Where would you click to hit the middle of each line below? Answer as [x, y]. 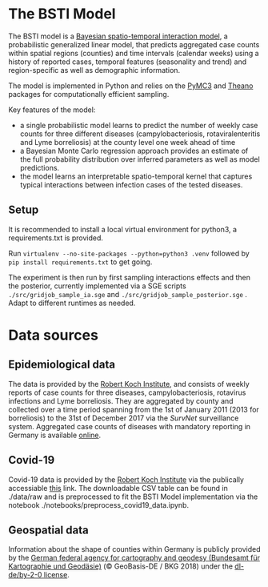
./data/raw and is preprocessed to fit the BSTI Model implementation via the [133, 497]
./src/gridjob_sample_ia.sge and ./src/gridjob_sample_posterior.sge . [128, 294]
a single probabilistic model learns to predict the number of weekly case [139, 125]
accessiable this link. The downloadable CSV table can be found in [118, 488]
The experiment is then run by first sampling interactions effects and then [129, 277]
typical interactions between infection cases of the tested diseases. [131, 184]
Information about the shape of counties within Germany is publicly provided [134, 549]
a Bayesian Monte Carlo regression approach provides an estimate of [134, 151]
